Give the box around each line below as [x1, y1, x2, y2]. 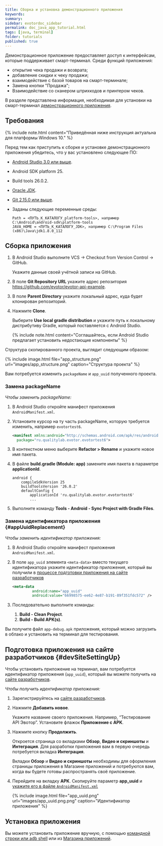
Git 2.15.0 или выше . [12, 196, 54, 203]
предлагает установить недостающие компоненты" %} [12, 338, 127, 343]
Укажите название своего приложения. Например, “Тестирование [12, 714, 151, 720]
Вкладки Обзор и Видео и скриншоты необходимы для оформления [12, 758, 156, 764]
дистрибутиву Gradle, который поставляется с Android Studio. [12, 323, 142, 329]
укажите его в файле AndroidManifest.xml [12, 783, 98, 789]
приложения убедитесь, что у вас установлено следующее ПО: [5, 149, 138, 155]
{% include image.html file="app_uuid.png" [12, 793, 99, 799]
